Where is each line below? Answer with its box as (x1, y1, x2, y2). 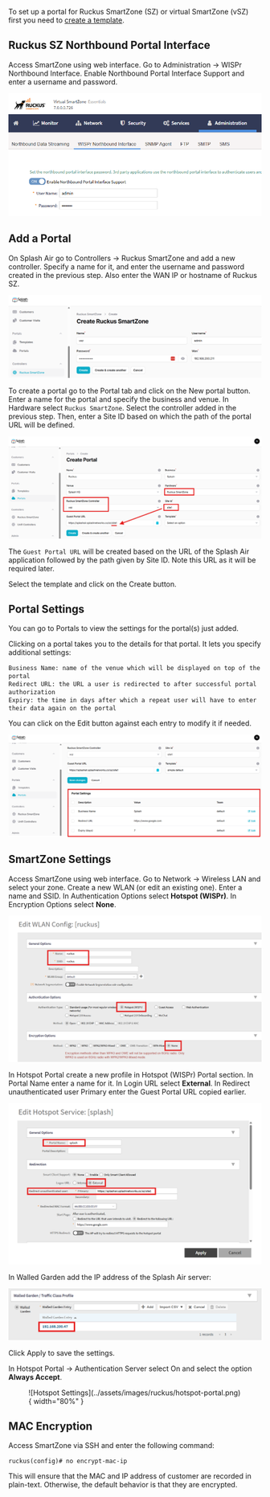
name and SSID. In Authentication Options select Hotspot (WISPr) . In (8, 891, 237, 901)
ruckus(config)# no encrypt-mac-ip (8, 1458, 128, 1466)
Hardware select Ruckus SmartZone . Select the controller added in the (8, 403, 237, 413)
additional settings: (8, 648, 72, 657)
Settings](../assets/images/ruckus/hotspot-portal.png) (61, 1388, 241, 1397)
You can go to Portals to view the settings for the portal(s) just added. (8, 624, 239, 633)
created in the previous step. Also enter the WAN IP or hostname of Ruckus (8, 270, 257, 280)
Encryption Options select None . (8, 899, 117, 909)
